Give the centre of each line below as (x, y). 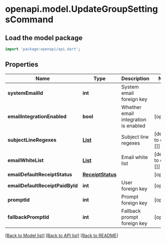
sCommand (29, 20)
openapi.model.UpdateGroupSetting (82, 9)
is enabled (133, 125)
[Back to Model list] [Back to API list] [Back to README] (62, 235)
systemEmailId (25, 93)
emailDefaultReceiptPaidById (43, 185)
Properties (22, 64)
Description (135, 79)
